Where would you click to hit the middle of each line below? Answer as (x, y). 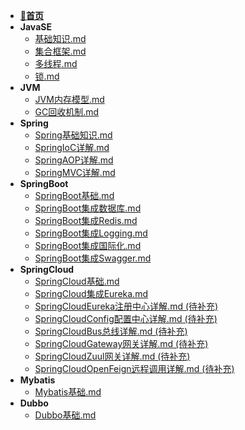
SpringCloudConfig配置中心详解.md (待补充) (126, 318)
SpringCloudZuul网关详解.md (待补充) (112, 356)
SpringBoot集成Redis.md (86, 220)
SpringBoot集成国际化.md (88, 245)
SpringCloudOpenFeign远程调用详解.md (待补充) (134, 368)
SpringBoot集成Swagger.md (93, 258)
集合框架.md (60, 51)
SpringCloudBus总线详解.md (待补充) (111, 331)
